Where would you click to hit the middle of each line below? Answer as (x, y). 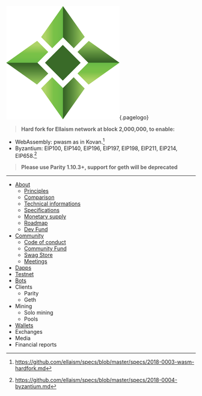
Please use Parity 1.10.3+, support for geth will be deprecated (99, 167)
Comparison (39, 197)
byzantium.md (33, 386)
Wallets (24, 325)
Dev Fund (36, 230)
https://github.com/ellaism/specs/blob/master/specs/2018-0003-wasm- (104, 362)
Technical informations (52, 204)
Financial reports (36, 345)
